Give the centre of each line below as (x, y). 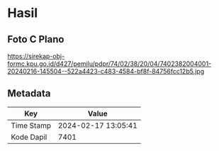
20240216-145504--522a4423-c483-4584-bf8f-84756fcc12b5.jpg (106, 71)
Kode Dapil (29, 137)
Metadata (29, 94)
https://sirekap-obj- (36, 56)
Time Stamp (31, 125)
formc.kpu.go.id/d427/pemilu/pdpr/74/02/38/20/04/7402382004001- (109, 64)
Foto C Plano (36, 39)
